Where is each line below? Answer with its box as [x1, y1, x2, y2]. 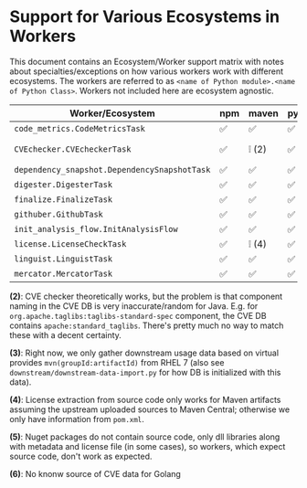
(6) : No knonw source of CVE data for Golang [9, 468, 181, 479]
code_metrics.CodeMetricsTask [14, 123, 146, 133]
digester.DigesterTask [14, 179, 112, 189]
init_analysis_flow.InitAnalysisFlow [14, 224, 178, 234]
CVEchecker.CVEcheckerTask [14, 143, 132, 154]
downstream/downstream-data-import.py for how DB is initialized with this [9, 366, 281, 377]
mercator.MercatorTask [14, 268, 112, 279]
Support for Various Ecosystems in [9, 6, 281, 27]
